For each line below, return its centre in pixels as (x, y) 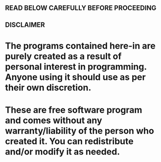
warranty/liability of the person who (80, 131)
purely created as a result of (63, 56)
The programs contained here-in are (80, 46)
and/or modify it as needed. (63, 152)
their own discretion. (48, 87)
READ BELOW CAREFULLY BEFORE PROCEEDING (81, 8)
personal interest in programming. (76, 67)
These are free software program (74, 110)
